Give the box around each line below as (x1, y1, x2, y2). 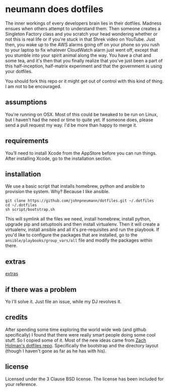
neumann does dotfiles (5, 4, 104, 15)
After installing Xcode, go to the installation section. (5, 155, 112, 162)
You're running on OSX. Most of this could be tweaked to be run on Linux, (5, 111, 158, 117)
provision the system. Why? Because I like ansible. (5, 189, 110, 195)
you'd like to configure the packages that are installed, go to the (5, 232, 138, 238)
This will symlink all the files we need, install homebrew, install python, (5, 216, 151, 222)
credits (5, 313, 28, 322)
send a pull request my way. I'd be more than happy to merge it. (5, 122, 137, 128)
